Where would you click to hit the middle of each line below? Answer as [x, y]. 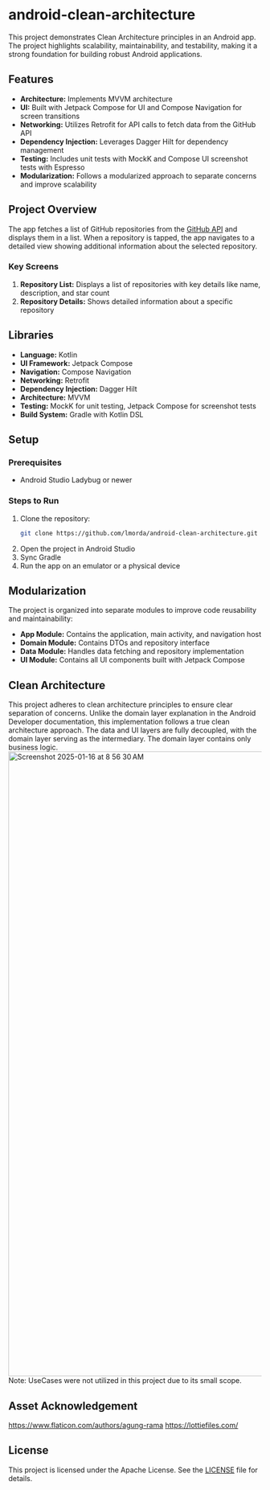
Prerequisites [35, 462]
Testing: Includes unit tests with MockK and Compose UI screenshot [134, 158]
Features [31, 79]
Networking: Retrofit [55, 380]
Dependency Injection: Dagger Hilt [79, 388]
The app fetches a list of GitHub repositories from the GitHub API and [123, 229]
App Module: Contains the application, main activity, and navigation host [141, 634]
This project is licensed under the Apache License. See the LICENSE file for [133, 1470]
